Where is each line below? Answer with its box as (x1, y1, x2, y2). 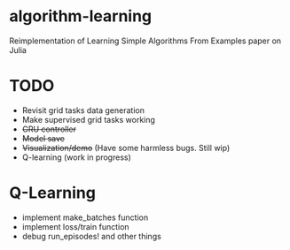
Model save (21, 133, 65, 143)
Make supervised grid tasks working (21, 114, 155, 125)
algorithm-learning (9, 6, 153, 27)
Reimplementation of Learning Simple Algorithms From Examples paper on (9, 35, 282, 46)
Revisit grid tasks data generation (21, 104, 145, 116)
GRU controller (21, 124, 77, 134)
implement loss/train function (21, 221, 130, 231)
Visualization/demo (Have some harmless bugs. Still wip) (21, 142, 231, 153)
